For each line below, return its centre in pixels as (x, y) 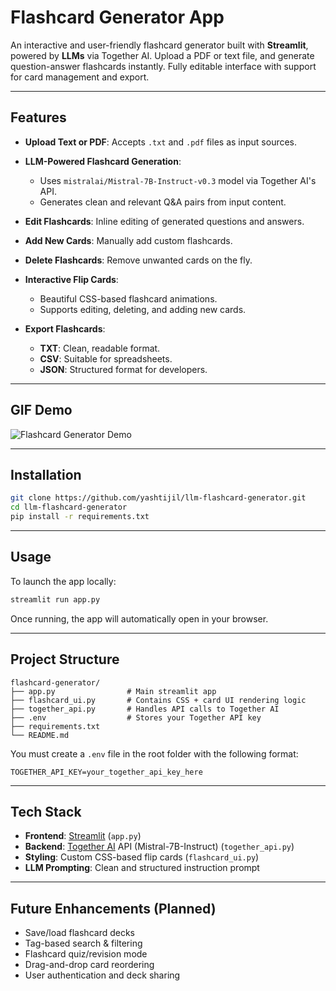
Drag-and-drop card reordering (89, 965)
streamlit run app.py (55, 599)
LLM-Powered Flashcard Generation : (103, 161)
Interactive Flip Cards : (71, 279)
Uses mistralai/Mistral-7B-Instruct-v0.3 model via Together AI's (178, 180)
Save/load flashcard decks (79, 933)
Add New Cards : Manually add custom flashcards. (128, 240)
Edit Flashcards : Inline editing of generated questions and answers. (164, 221)
